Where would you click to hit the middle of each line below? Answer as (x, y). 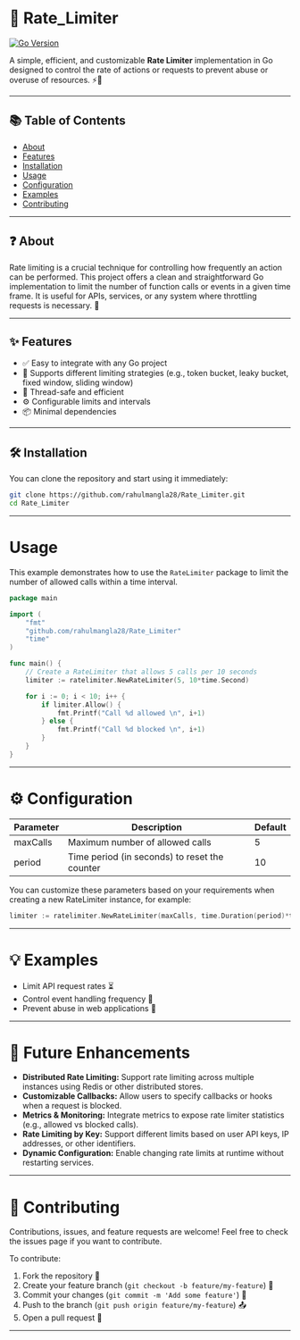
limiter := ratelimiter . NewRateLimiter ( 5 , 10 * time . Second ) (137, 680)
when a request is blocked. (72, 1106)
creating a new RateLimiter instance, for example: (100, 899)
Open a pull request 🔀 (62, 1318)
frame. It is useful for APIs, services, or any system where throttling (133, 296)
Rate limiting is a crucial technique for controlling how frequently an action (146, 267)
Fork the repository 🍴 (61, 1276)
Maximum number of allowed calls (139, 842)
